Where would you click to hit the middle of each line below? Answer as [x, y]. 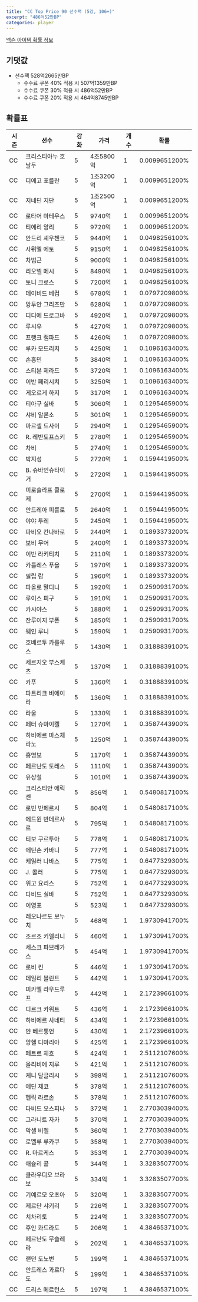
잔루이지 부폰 [43, 620]
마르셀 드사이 [43, 426]
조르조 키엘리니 [45, 936]
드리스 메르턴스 [45, 1290]
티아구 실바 [40, 404]
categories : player [30, 22]
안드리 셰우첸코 [45, 238]
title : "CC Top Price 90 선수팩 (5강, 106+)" [60, 11]
